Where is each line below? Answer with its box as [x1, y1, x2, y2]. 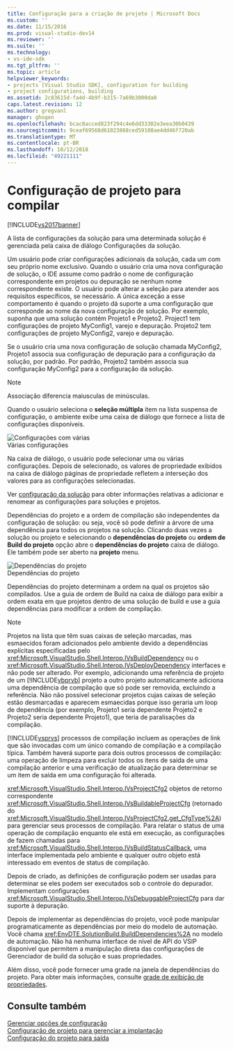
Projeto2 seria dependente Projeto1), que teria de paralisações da [7, 713, 195, 721]
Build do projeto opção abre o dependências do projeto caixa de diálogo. [7, 541, 220, 549]
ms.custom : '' [7, 17, 49, 24]
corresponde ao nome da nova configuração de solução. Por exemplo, [7, 306, 210, 315]
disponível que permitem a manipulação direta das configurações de [7, 945, 204, 953]
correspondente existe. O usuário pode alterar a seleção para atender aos [7, 284, 219, 293]
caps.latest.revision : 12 [7, 101, 82, 108]
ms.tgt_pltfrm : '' [7, 62, 61, 69]
